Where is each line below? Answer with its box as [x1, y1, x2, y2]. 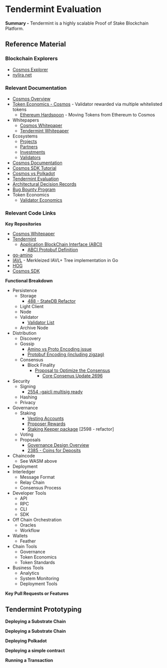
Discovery [19, 335, 41, 342]
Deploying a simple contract [5, 647, 65, 653]
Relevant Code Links [5, 209, 56, 216]
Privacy [19, 399, 36, 406]
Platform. [5, 25, 24, 31]
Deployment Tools [19, 581, 57, 587]
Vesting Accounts [27, 416, 64, 422]
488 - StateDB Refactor [27, 298, 76, 304]
